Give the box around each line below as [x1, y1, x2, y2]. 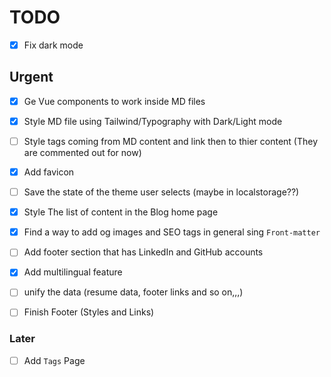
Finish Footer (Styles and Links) [23, 306, 155, 318]
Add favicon [23, 166, 75, 178]
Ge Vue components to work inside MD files [23, 95, 206, 107]
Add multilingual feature [23, 266, 123, 278]
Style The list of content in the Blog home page [23, 206, 219, 218]
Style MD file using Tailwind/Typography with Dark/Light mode [23, 115, 283, 127]
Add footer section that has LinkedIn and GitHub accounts [23, 246, 264, 258]
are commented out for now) [23, 147, 142, 158]
